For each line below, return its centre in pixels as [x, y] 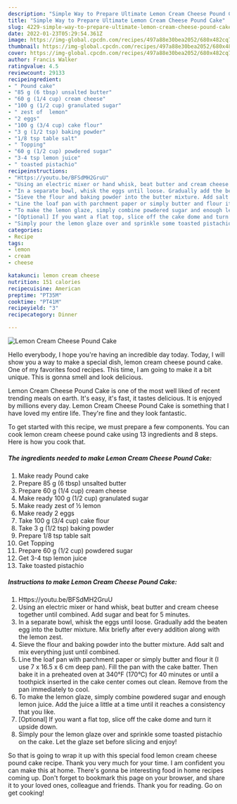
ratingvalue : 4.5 [33, 66]
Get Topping [36, 543]
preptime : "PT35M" [35, 295]
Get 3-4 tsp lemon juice [52, 558]
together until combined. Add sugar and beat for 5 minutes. [104, 614]
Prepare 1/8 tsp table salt [54, 536]
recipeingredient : [35, 79]
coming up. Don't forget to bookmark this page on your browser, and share [117, 778]
